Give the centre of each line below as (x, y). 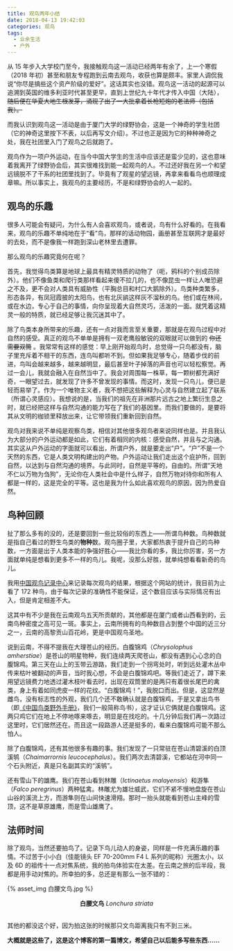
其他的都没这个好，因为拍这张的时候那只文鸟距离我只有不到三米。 (101, 925)
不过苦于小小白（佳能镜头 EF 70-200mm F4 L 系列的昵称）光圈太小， (118, 857)
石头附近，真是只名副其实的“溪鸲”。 (64, 765)
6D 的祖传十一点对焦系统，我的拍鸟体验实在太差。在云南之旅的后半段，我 (120, 865)
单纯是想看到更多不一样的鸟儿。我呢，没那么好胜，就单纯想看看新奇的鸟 (122, 559)
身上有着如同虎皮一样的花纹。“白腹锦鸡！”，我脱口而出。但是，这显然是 (122, 690)
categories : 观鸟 (31, 26)
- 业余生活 (27, 40)
